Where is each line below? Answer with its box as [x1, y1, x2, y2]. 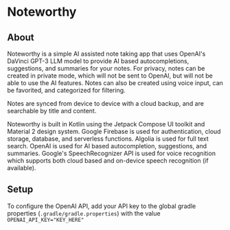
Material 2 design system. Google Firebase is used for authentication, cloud [7, 128, 221, 135]
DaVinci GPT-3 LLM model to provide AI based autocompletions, [7, 57, 189, 65]
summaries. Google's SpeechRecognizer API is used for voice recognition [7, 149, 216, 157]
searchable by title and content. [7, 107, 97, 115]
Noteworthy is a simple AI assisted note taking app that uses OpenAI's [7, 49, 206, 58]
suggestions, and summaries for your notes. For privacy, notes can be [7, 65, 205, 72]
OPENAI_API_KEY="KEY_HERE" [7, 216, 84, 223]
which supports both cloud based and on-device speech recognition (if [7, 157, 209, 165]
